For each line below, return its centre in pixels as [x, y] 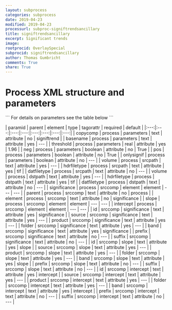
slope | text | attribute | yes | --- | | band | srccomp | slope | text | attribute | [85, 258]
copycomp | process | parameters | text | [119, 133]
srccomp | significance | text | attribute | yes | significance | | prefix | [78, 231]
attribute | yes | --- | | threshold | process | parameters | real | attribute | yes [86, 144]
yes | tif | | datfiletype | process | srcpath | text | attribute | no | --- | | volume [86, 171]
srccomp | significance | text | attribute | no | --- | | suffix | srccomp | [78, 237]
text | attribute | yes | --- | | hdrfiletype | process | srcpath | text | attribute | [85, 166]
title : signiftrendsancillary [38, 34]
